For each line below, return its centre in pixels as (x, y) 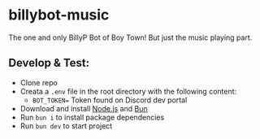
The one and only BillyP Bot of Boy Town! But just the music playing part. (130, 37)
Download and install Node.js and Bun (84, 108)
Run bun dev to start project (66, 126)
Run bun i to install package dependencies (92, 117)
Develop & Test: (49, 63)
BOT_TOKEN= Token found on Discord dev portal (110, 100)
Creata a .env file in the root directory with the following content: (128, 91)
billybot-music (59, 15)
